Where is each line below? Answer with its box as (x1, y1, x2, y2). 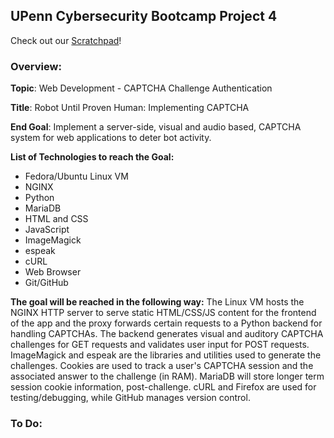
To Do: (10, 417, 43, 431)
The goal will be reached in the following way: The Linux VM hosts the (10, 296, 305, 308)
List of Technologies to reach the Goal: (10, 151, 175, 163)
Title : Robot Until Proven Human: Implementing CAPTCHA (10, 102, 250, 114)
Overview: (10, 59, 62, 73)
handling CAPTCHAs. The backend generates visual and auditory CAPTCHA (10, 328, 324, 340)
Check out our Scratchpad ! (10, 34, 122, 46)
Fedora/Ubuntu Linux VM (24, 170, 129, 183)
